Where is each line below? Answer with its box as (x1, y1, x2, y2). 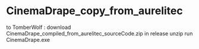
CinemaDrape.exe (6, 36, 50, 43)
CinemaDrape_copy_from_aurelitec (6, 4, 183, 18)
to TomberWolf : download (6, 24, 71, 31)
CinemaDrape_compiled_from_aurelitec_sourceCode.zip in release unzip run (6, 30, 193, 37)
